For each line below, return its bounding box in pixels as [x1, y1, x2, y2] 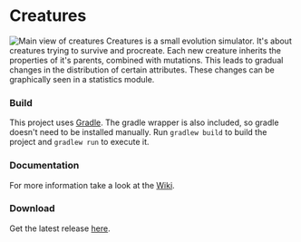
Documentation [9, 160, 80, 172]
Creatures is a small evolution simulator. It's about [105, 35, 292, 46]
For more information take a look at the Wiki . [9, 179, 175, 190]
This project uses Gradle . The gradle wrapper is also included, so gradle [9, 117, 279, 128]
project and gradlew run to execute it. [9, 137, 150, 148]
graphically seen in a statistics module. [9, 73, 155, 84]
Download [9, 202, 56, 215]
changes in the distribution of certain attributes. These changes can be [9, 64, 275, 75]
